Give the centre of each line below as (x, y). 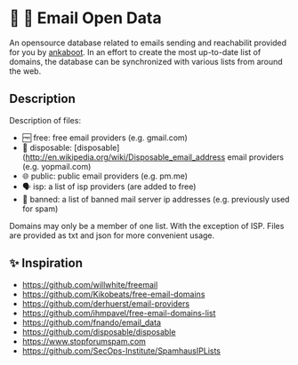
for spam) (40, 209)
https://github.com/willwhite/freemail (90, 284)
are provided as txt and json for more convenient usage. (112, 235)
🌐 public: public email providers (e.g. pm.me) (105, 176)
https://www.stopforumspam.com (84, 341)
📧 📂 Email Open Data (85, 18)
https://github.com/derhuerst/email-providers (105, 303)
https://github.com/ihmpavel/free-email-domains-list (119, 313)
